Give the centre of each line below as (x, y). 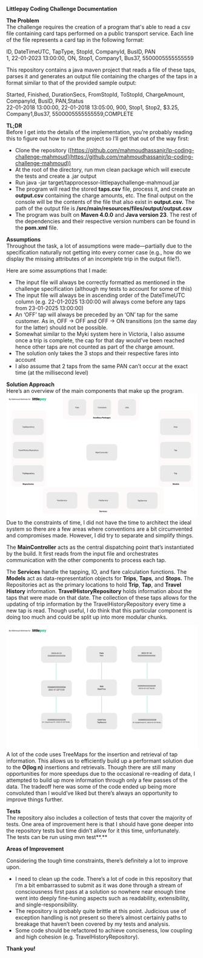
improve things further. (35, 799)
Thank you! (21, 948)
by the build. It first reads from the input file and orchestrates (82, 554)
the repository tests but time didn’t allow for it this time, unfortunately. (93, 831)
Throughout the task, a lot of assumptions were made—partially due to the (99, 246)
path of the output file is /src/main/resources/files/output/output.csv (103, 208)
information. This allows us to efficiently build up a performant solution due (100, 761)
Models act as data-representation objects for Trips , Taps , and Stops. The (100, 579)
